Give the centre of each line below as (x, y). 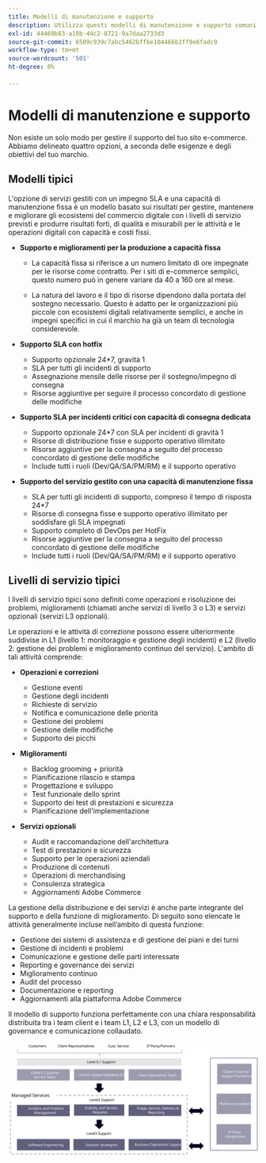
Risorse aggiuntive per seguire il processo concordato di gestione (139, 393)
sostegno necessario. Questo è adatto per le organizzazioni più (135, 303)
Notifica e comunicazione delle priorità (95, 713)
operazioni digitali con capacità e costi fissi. (80, 232)
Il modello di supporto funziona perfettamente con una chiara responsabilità (132, 1014)
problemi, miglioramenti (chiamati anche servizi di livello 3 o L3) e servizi (127, 608)
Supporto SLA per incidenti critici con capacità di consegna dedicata (135, 417)
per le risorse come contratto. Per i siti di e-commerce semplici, (135, 271)
